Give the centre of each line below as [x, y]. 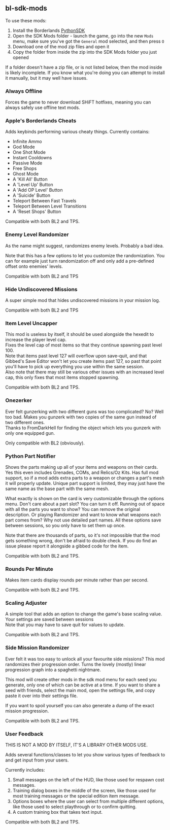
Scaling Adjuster [26, 603]
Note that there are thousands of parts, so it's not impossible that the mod [82, 535]
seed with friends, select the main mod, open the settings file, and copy [80, 690]
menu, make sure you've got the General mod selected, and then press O [88, 41]
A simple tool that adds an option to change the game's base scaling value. [84, 614]
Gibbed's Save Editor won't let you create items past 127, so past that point [83, 361]
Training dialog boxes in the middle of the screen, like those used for [84, 790]
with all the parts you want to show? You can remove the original [73, 509]
